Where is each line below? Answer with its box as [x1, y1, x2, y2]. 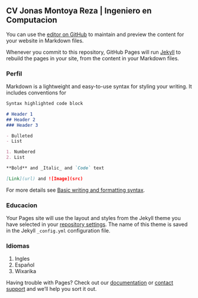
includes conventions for [6, 89, 67, 96]
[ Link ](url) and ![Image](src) [6, 175, 83, 182]
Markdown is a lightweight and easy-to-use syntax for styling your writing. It [6, 83, 192, 90]
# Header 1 [6, 111, 33, 117]
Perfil [6, 69, 22, 77]
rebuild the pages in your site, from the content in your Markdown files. [6, 54, 179, 62]
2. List [6, 155, 25, 161]
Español [14, 261, 35, 268]
